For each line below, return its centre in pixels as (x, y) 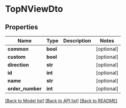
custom (17, 57)
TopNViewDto (34, 9)
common (18, 49)
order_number (25, 89)
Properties (22, 27)
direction (18, 65)
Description (77, 41)
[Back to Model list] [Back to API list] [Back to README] (61, 101)
